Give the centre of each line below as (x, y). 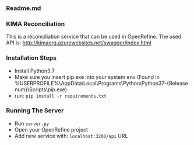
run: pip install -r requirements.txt (60, 95)
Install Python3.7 (35, 71)
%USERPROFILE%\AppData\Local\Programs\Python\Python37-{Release (101, 83)
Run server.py (32, 123)
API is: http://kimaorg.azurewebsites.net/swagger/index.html (79, 43)
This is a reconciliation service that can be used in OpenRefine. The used (94, 37)
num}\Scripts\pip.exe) (41, 89)
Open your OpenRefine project (51, 129)
